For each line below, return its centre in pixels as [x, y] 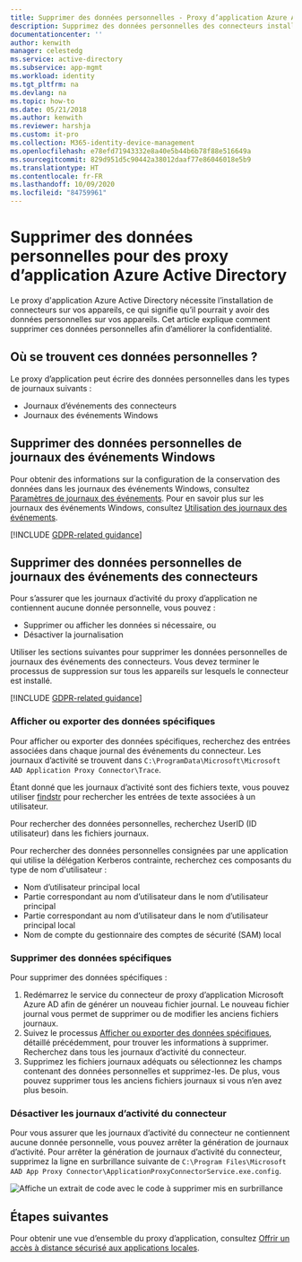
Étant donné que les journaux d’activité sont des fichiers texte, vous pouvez [150, 787]
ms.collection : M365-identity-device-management [103, 143]
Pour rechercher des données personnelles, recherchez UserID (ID [134, 823]
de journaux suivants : [51, 388]
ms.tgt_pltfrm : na [44, 84]
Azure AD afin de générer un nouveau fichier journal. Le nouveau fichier [156, 1004]
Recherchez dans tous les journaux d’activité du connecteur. [135, 1052]
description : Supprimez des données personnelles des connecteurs [137, 26]
